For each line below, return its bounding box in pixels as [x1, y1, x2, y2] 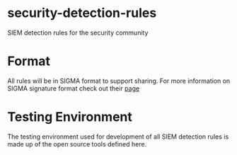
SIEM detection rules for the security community [7, 28, 149, 37]
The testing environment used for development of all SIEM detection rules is [7, 132, 229, 141]
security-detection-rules [7, 5, 157, 21]
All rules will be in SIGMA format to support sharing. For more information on [7, 76, 231, 85]
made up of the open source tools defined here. [7, 139, 147, 148]
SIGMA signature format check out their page [7, 84, 140, 93]
